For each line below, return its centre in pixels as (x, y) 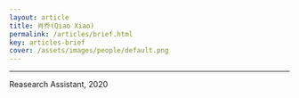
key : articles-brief (48, 42)
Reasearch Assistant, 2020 (59, 85)
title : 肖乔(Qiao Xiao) (52, 26)
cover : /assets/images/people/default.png (89, 51)
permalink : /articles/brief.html (71, 34)
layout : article (39, 17)
